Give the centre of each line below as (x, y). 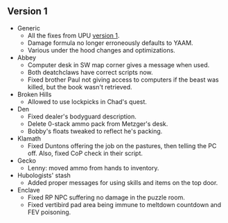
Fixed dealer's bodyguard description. (82, 116)
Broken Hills (34, 94)
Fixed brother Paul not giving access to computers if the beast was (123, 80)
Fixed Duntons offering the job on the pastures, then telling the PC (122, 145)
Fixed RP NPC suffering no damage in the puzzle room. (106, 197)
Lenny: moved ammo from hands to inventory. (93, 168)
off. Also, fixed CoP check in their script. (85, 153)
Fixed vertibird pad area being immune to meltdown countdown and (124, 204)
